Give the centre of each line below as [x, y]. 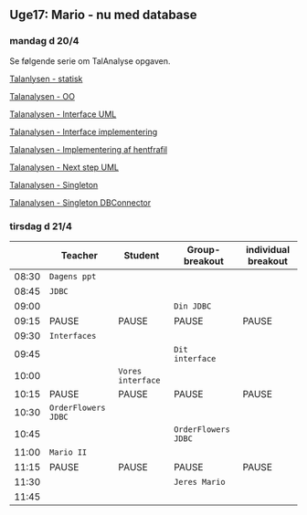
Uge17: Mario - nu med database [104, 15]
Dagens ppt [73, 276]
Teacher [79, 255]
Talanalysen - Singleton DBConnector [80, 202]
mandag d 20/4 [44, 41]
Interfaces [73, 336]
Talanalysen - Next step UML [64, 167]
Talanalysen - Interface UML [63, 114]
